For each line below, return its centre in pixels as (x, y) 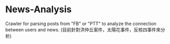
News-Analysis (39, 9)
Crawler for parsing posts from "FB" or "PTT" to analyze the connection (81, 24)
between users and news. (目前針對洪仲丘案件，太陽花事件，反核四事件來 (83, 30)
